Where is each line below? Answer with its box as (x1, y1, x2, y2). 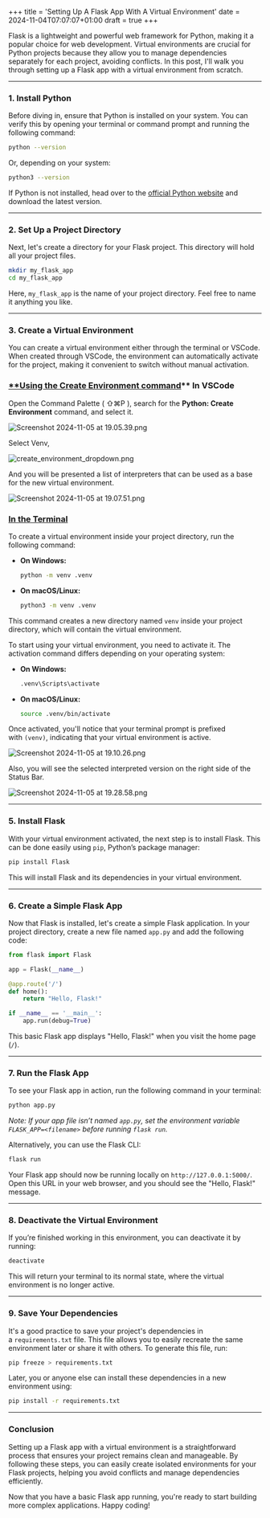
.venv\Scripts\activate (19, 679, 100, 688)
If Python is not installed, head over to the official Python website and (8, 188, 239, 198)
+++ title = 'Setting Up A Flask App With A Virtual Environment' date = (8, 7, 240, 16)
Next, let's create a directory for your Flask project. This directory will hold (8, 243, 255, 252)
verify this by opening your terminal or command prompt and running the (8, 120, 250, 129)
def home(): (8, 988, 48, 996)
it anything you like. (8, 297, 73, 307)
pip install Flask (8, 857, 70, 866)
